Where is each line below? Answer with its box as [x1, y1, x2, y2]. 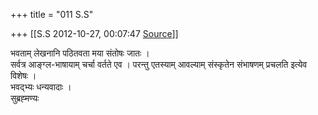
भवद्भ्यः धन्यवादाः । [10, 81, 72, 93]
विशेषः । [10, 70, 37, 81]
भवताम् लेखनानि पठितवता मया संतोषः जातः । [10, 47, 150, 59]
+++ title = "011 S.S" [10, 9, 94, 20]
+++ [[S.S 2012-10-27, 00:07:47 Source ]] [10, 28, 179, 39]
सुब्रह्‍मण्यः [10, 92, 40, 104]
